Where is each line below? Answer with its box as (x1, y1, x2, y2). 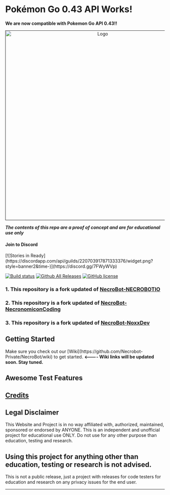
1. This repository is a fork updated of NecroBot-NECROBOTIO (5, 286, 160, 293)
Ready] (30, 253, 46, 259)
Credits (5, 391, 29, 399)
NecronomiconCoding (5, 305, 61, 312)
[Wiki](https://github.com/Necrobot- (67, 348, 143, 354)
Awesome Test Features (5, 374, 83, 383)
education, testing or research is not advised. (5, 460, 152, 469)
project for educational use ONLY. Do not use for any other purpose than (5, 432, 157, 438)
